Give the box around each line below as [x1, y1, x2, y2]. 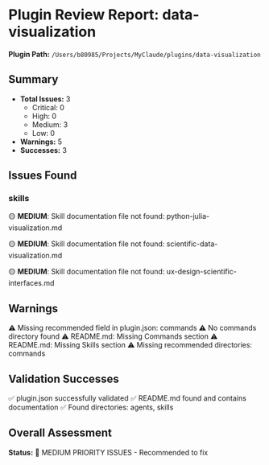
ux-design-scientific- [166, 267, 238, 277]
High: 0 [31, 111, 57, 121]
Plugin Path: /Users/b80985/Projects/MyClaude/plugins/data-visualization [8, 49, 261, 59]
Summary [8, 72, 59, 86]
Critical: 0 [31, 102, 64, 112]
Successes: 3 [19, 145, 67, 154]
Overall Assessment [8, 426, 113, 440]
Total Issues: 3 [19, 94, 71, 104]
